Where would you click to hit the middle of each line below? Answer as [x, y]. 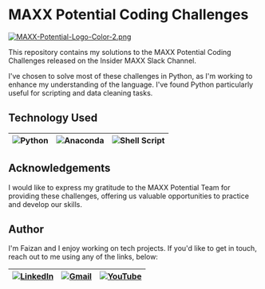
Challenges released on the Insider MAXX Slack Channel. [103, 61]
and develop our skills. [45, 204]
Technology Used [53, 118]
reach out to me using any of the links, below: [83, 257]
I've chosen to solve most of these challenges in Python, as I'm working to [131, 76]
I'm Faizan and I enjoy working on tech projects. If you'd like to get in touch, [132, 248]
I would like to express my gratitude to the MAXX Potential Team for [119, 187]
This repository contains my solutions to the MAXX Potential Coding [120, 52]
